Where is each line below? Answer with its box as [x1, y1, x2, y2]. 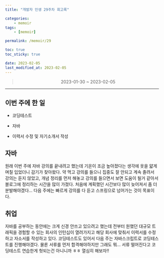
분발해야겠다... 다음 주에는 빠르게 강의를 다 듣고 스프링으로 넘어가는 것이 [5, 188, 142, 193]
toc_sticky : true [5, 52, 41, 57]
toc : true [5, 47, 25, 52]
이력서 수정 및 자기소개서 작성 [12, 133, 68, 140]
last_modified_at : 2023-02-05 [5, 65, 67, 70]
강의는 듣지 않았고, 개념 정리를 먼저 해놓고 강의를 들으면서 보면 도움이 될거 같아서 [5, 175, 159, 181]
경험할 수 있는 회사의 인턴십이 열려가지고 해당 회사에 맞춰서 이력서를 [18, 229, 147, 235]
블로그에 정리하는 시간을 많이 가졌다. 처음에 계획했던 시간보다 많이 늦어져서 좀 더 [5, 182, 158, 188]
